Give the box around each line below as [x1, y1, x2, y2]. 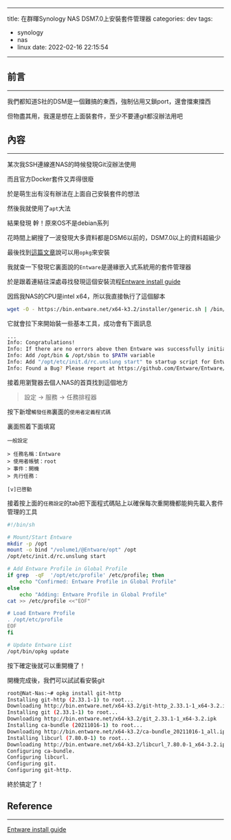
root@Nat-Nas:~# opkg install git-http [7, 690, 122, 697]
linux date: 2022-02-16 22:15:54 [16, 43, 109, 51]
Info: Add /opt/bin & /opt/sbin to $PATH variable [7, 352, 155, 359]
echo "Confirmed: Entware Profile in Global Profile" [19, 578, 177, 585]
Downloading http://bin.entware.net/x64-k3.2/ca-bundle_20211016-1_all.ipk [7, 728, 229, 735]
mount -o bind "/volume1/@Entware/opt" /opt [7, 546, 137, 554]
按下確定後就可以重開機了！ [7, 661, 86, 670]
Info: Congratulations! [7, 339, 76, 346]
